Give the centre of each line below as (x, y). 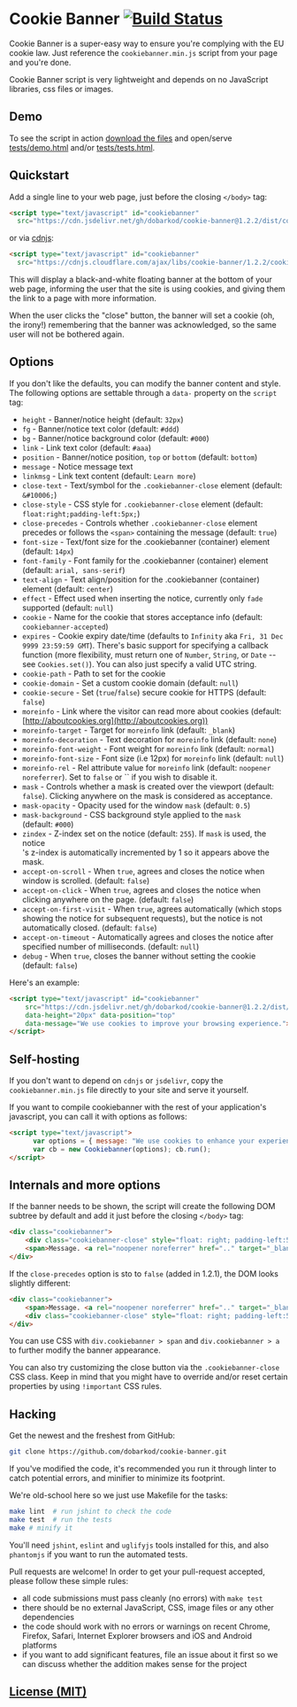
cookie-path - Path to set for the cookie (94, 673)
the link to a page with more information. (83, 299)
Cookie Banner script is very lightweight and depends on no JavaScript (139, 79)
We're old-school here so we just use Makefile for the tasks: (118, 1495)
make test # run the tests (61, 1519)
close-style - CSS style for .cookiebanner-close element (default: (142, 504)
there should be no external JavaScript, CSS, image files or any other (148, 1607)
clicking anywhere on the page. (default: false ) (108, 899)
